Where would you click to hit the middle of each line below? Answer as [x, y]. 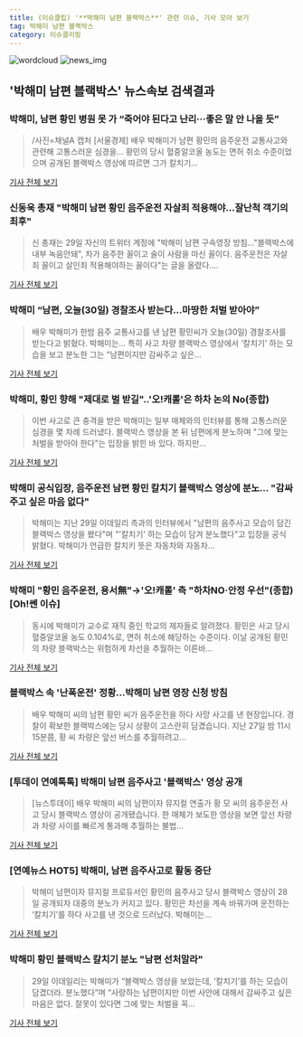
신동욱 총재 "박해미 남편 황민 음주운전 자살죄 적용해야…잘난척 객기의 [149, 207]
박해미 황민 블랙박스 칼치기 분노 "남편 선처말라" [106, 959]
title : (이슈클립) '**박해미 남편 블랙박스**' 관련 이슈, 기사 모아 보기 [129, 18]
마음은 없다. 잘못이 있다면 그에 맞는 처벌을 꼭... [114, 1004]
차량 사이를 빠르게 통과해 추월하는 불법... [112, 826]
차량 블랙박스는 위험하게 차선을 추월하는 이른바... [127, 648]
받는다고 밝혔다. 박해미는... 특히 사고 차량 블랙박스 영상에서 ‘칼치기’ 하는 [158, 343]
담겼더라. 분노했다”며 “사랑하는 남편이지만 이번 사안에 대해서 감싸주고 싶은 [161, 992]
